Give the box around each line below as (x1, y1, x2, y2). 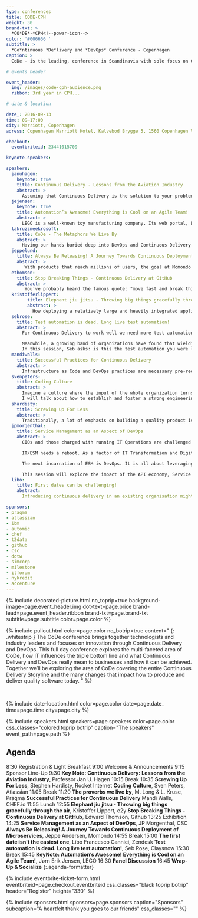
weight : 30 (6, 19, 33, 25)
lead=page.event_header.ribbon (6, 609, 84, 617)
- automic (6, 526, 31, 532)
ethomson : (11, 270, 35, 276)
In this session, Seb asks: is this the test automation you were (21, 346, 189, 352)
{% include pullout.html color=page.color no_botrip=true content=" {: (6, 627, 175, 634)
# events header (6, 68, 46, 74)
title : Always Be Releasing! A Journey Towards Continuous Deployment (16, 253, 194, 260)
